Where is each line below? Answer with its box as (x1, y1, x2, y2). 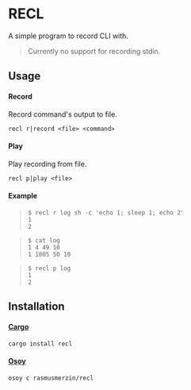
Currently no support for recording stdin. (27, 46, 161, 56)
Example (8, 191, 38, 201)
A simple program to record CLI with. (8, 31, 129, 41)
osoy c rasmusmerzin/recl (8, 374, 94, 382)
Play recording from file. (8, 159, 87, 168)
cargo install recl (8, 339, 73, 348)
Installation (8, 299, 65, 314)
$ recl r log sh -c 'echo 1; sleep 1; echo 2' (27, 208, 185, 217)
